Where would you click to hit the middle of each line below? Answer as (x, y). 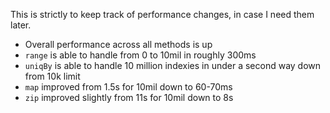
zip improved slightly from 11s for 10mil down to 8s (129, 97)
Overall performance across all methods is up (118, 44)
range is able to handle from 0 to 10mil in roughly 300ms (140, 55)
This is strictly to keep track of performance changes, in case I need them (162, 14)
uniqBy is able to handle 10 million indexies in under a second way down (173, 65)
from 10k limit (52, 76)
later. (21, 25)
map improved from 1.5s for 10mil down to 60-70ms (128, 87)
